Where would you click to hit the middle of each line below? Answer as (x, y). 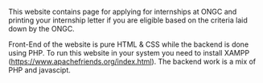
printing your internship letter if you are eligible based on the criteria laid (128, 20)
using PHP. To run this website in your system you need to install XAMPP (129, 53)
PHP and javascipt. (39, 70)
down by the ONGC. (41, 29)
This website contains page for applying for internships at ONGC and (123, 12)
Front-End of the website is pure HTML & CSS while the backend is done (129, 44)
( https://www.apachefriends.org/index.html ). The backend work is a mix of (132, 61)
